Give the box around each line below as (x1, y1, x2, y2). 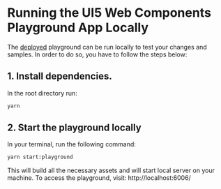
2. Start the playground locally (7, 122, 142, 134)
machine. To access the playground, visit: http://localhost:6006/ (7, 174, 192, 182)
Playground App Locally (7, 20, 148, 36)
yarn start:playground (7, 153, 73, 161)
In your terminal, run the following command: (7, 140, 136, 149)
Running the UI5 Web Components (7, 5, 211, 21)
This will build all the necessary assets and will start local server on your (7, 166, 215, 175)
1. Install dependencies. (7, 70, 113, 82)
